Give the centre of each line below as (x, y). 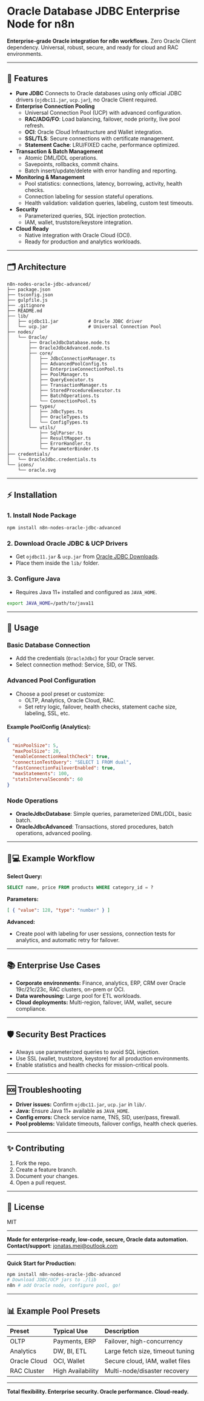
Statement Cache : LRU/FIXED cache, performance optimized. (102, 144)
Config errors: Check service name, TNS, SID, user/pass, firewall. (98, 1117)
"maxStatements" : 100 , (41, 774)
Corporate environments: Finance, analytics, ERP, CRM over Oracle (101, 983)
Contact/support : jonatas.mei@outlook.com (62, 1246)
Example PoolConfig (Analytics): (49, 727)
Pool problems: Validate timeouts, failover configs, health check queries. (107, 1124)
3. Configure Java (34, 579)
